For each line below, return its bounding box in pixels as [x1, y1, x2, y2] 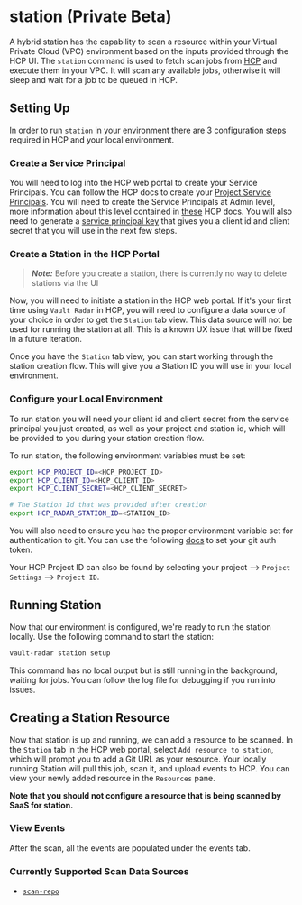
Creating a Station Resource [9, 710, 171, 725]
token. [9, 544, 33, 556]
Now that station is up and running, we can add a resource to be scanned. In [9, 734, 294, 745]
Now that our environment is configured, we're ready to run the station [9, 621, 272, 633]
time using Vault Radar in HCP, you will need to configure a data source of [9, 305, 286, 316]
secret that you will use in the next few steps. [9, 226, 178, 236]
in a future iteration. [9, 334, 83, 345]
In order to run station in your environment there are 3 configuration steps [9, 125, 287, 135]
